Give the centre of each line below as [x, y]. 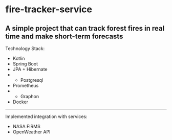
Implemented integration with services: [47, 116]
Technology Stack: [25, 49]
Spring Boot [25, 64]
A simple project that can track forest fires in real [85, 28]
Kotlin [19, 58]
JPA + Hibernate [30, 69]
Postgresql [32, 80]
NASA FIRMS [27, 126]
